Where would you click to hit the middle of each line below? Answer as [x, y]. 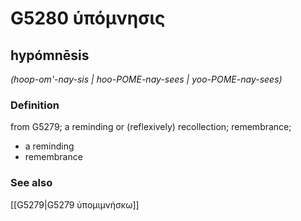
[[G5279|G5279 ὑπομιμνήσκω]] [75, 204]
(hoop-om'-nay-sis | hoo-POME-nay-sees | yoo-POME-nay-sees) [146, 79]
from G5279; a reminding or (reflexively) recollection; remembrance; [151, 127]
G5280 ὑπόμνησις [88, 18]
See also [31, 183]
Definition [35, 105]
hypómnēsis [50, 55]
